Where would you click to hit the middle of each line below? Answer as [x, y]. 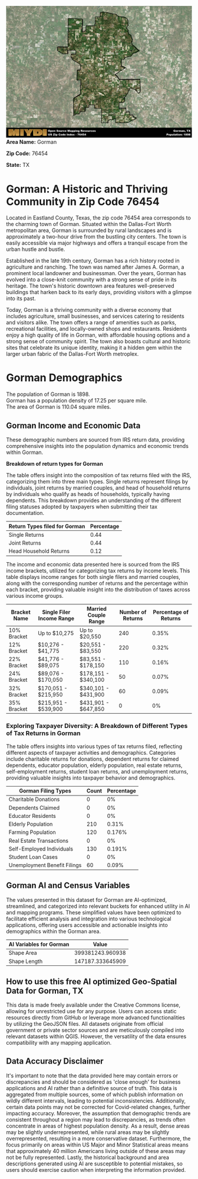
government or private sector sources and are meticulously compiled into [95, 1030]
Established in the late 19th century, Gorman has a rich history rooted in [93, 261]
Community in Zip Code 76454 [83, 202]
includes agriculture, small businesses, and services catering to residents [95, 316]
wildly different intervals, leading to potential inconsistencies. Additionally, [96, 1100]
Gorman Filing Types [45, 791]
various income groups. [35, 595]
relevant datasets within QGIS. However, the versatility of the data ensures [96, 1036]
